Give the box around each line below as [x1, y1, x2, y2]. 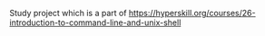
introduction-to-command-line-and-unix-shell [9, 17, 182, 28]
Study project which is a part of [9, 8, 127, 18]
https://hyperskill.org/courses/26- [128, 8, 256, 18]
